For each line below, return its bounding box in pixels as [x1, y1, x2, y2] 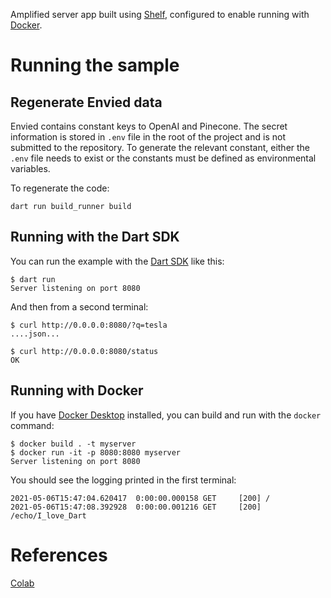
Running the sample [10, 54, 180, 77]
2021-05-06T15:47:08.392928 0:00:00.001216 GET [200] [10, 502, 262, 512]
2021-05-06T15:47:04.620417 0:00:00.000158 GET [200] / [10, 493, 271, 503]
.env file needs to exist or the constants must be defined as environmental [10, 152, 317, 164]
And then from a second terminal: [10, 300, 149, 313]
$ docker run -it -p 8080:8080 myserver [10, 447, 182, 458]
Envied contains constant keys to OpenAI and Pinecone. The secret [10, 120, 288, 132]
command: [10, 419, 55, 431]
